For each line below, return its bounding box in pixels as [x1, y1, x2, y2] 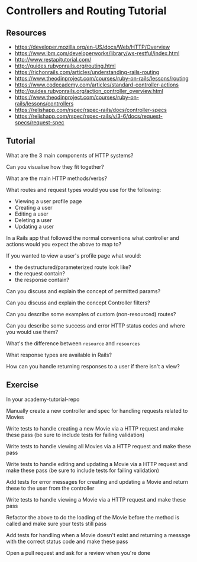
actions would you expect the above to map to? [6, 240, 122, 248]
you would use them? [6, 328, 59, 335]
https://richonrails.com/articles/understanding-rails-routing [14, 69, 160, 75]
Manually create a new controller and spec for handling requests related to [6, 407, 188, 414]
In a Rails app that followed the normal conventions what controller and [6, 234, 179, 241]
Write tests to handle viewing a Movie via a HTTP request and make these [6, 496, 186, 503]
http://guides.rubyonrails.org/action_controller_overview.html [14, 88, 164, 94]
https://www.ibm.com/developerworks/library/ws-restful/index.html [14, 50, 180, 57]
